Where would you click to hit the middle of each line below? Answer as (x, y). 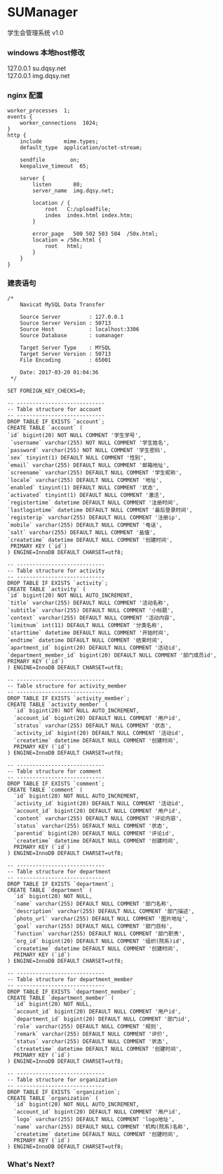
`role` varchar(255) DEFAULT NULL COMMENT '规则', (88, 1026)
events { (20, 117)
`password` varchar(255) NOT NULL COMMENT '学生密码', (87, 450)
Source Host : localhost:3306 (80, 329)
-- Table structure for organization (62, 1080)
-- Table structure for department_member (70, 979)
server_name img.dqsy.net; (73, 191)
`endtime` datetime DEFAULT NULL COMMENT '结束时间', (85, 640)
